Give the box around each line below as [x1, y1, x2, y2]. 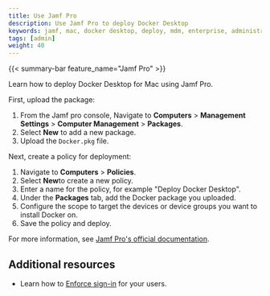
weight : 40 [8, 42, 45, 50]
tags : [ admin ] [8, 34, 56, 43]
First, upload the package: [8, 95, 95, 105]
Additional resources [8, 257, 116, 271]
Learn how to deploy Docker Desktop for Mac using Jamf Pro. [8, 80, 214, 89]
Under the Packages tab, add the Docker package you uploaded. [19, 193, 237, 203]
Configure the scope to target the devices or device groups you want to [19, 202, 258, 212]
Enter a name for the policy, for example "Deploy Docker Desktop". [19, 184, 241, 194]
